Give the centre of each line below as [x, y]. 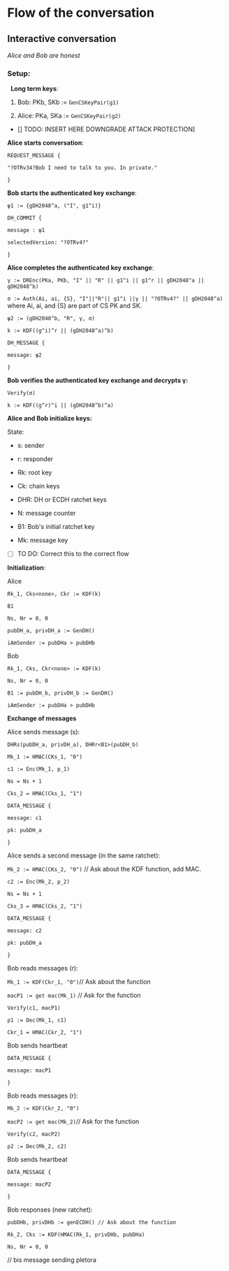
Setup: [19, 73]
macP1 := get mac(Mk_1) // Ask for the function [74, 995]
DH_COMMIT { [24, 218]
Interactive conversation [62, 39]
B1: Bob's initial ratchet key [56, 527]
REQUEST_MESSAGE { [34, 156]
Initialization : [27, 568]
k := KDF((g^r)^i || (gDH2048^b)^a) [60, 406]
